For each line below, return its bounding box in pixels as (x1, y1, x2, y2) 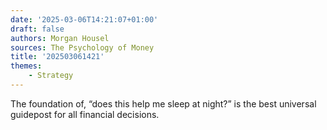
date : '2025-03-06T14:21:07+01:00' (10, 14, 159, 25)
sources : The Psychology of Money (10, 42, 155, 53)
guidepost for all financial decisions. (10, 108, 160, 120)
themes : (10, 61, 43, 71)
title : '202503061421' (10, 52, 105, 62)
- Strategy (28, 71, 74, 81)
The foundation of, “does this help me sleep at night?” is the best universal (10, 97, 317, 110)
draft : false (10, 24, 65, 34)
